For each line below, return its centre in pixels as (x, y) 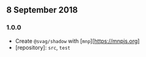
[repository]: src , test (43, 47)
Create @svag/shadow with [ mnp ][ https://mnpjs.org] (77, 41)
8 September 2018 (42, 10)
